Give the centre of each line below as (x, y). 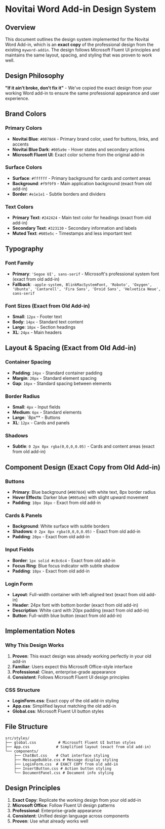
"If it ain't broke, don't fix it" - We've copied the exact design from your (79, 88)
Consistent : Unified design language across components (71, 816)
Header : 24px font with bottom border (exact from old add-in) (75, 605)
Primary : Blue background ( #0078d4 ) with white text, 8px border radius (84, 492)
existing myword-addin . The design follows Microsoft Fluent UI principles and (82, 50)
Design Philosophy (35, 76)
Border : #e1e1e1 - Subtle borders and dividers (59, 194)
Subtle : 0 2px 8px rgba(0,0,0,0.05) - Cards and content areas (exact (83, 446)
